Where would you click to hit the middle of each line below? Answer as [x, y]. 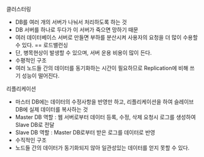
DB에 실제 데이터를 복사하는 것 [52, 109]
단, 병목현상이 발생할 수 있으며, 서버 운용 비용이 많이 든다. [83, 53]
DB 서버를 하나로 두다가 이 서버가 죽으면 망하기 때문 [77, 30]
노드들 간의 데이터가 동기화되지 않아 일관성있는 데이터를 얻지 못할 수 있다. [102, 148]
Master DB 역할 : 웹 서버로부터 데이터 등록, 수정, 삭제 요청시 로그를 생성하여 [105, 117]
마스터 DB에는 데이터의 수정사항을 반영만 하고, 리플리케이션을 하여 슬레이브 [104, 102]
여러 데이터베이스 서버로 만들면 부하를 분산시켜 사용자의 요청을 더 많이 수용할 [107, 37]
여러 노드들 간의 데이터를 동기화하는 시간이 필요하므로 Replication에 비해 [102, 68]
